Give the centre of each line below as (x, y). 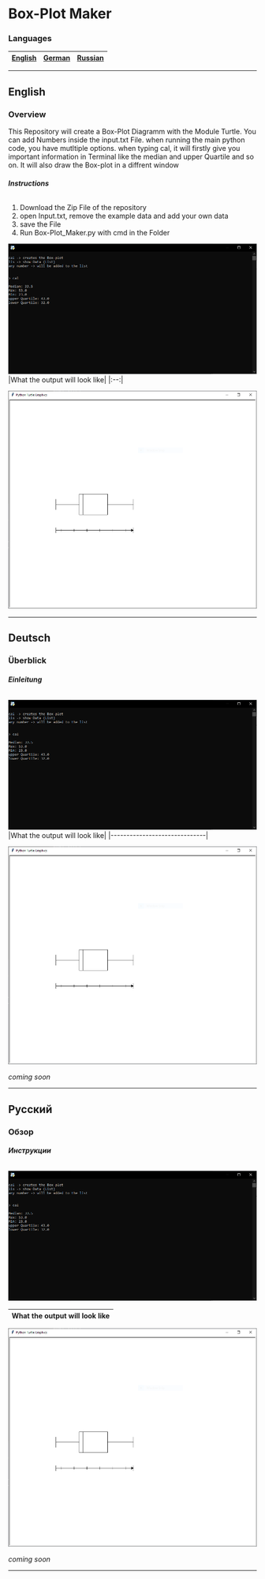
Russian (90, 58)
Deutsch (30, 638)
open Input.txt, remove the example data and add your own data (124, 216)
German (57, 58)
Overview (27, 114)
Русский (30, 1109)
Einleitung (25, 679)
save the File (40, 224)
